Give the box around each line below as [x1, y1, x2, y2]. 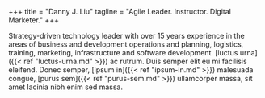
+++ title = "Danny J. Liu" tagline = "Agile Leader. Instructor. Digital [8, 7, 232, 16]
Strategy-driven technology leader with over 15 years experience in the [8, 31, 245, 40]
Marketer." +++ [8, 15, 59, 25]
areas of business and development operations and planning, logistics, [8, 39, 244, 49]
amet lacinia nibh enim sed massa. [8, 82, 124, 92]
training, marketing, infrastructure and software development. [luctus [8, 48, 238, 57]
